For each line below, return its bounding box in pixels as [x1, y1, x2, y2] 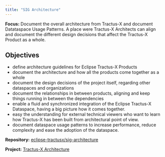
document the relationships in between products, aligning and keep [12, 90, 150, 97]
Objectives [5, 51, 40, 59]
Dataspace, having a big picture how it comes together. [12, 106, 125, 112]
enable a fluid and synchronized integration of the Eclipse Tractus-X [12, 101, 152, 107]
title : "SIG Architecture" [5, 7, 61, 12]
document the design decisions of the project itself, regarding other [12, 80, 151, 86]
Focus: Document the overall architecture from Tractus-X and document [5, 21, 153, 27]
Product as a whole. [5, 37, 46, 43]
